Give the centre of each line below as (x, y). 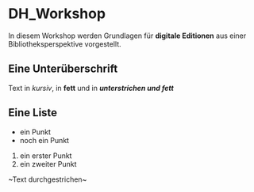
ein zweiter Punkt (48, 164)
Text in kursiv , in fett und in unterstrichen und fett (91, 88)
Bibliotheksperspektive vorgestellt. (65, 43)
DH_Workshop (57, 14)
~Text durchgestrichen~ (48, 179)
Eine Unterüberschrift (63, 69)
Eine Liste (33, 113)
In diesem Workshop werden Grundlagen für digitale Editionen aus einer (127, 36)
